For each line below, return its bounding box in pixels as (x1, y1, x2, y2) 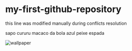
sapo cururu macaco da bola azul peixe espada (5, 30, 105, 36)
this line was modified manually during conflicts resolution (5, 20, 127, 26)
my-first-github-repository (5, 4, 122, 15)
